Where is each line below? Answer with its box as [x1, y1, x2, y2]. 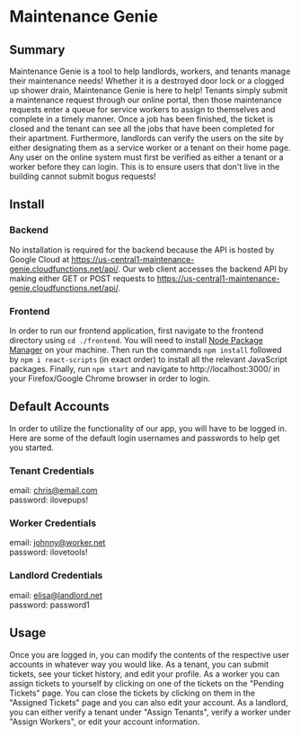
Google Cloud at [9, 253, 70, 264]
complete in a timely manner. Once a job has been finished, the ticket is [9, 114, 274, 124]
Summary [9, 42, 66, 58]
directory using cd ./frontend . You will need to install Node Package [9, 334, 263, 345]
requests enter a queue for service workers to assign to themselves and [9, 104, 276, 114]
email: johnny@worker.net [9, 537, 106, 548]
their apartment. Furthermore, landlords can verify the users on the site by [9, 133, 285, 143]
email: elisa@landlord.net [9, 590, 103, 600]
